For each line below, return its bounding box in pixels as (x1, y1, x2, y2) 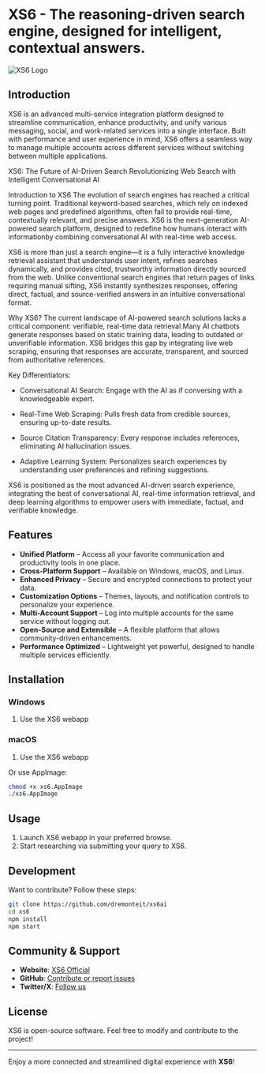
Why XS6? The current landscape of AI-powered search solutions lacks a (8, 313, 247, 322)
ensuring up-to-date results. (19, 417, 112, 427)
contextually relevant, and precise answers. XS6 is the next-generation (8, 215, 239, 224)
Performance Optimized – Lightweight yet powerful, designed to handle (19, 641, 255, 651)
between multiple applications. (8, 151, 108, 160)
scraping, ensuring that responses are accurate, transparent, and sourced (8, 346, 248, 356)
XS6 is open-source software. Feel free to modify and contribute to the (8, 1026, 239, 1035)
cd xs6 (8, 907, 30, 915)
